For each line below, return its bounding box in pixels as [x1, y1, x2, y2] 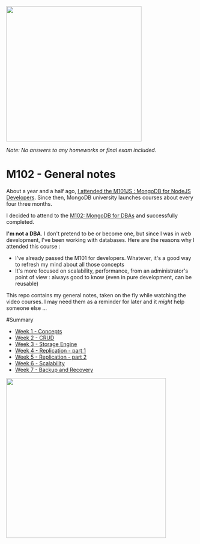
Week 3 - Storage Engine [14, 340, 77, 348]
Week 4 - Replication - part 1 [14, 347, 86, 354]
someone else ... [6, 304, 47, 312]
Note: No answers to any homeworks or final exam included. [6, 147, 157, 153]
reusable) [14, 280, 39, 287]
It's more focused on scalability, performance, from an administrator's [14, 267, 189, 274]
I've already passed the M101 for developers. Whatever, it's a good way [14, 254, 192, 261]
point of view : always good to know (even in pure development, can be [14, 273, 192, 280]
